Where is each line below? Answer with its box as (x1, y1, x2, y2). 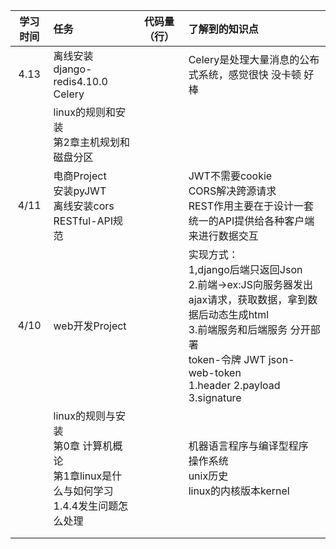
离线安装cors (53, 199, 115, 213)
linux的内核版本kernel (188, 484, 290, 498)
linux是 (79, 469, 113, 483)
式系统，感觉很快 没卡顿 (188, 68, 302, 81)
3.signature (188, 391, 242, 404)
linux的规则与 (53, 409, 116, 423)
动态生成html (208, 308, 270, 321)
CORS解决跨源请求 (188, 184, 277, 198)
